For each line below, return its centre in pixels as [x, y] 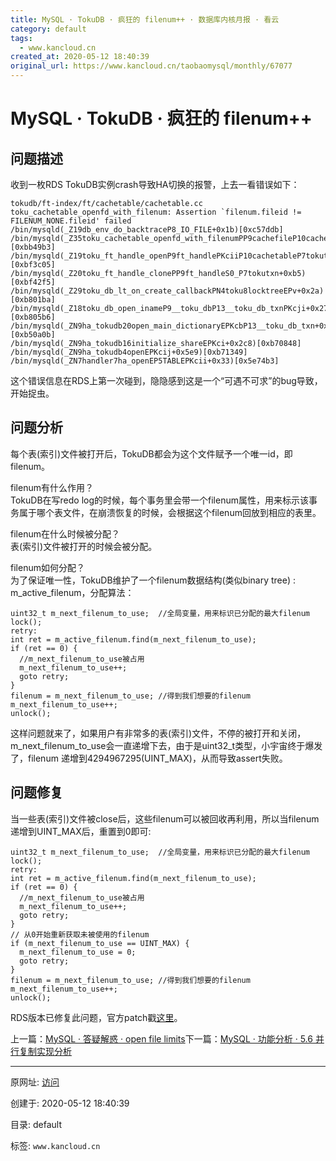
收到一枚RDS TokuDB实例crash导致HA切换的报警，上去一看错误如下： [155, 184]
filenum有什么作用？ [52, 487]
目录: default [36, 1124]
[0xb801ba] [33, 300]
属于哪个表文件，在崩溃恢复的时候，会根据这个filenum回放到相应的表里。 [170, 512]
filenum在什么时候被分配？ [65, 533]
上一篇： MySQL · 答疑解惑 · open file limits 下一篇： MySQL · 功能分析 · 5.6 [161, 1038]
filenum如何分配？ [47, 567]
